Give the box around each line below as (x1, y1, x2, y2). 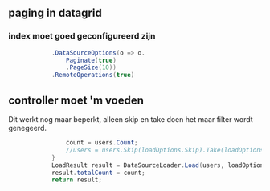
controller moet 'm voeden (8, 93, 145, 107)
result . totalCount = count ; (51, 169, 146, 177)
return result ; (51, 176, 103, 184)
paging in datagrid (8, 6, 102, 20)
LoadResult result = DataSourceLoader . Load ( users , (51, 161, 225, 169)
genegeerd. (8, 124, 47, 132)
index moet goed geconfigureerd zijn (8, 30, 156, 42)
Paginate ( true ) (65, 56, 117, 64)
